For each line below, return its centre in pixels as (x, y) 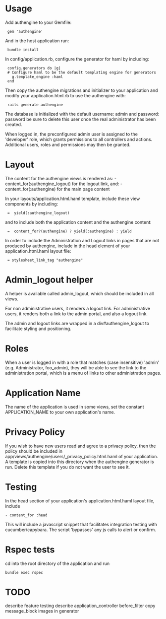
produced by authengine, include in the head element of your (68, 246)
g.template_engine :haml (37, 77)
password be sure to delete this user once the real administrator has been (81, 119)
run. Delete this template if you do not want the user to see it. (68, 467)
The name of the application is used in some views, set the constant (75, 407)
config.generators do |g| (34, 68)
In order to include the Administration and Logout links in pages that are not (82, 240)
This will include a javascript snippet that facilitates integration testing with (81, 524)
